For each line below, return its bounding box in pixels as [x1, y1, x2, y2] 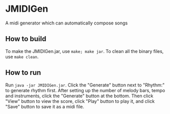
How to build [5, 35, 47, 43]
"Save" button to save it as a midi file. [5, 103, 84, 109]
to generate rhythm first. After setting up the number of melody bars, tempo [5, 87, 165, 93]
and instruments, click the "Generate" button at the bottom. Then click [5, 93, 154, 99]
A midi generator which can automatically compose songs [5, 20, 128, 26]
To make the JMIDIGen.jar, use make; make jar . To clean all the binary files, [5, 48, 164, 54]
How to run [5, 68, 41, 77]
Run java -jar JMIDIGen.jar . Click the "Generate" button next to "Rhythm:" [5, 82, 165, 88]
